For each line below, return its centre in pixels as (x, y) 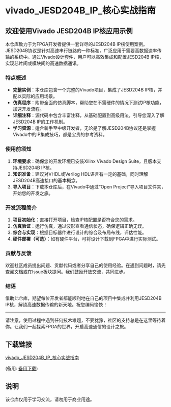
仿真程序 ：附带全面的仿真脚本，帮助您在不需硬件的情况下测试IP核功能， (88, 103)
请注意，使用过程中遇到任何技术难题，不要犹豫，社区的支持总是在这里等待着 (85, 320)
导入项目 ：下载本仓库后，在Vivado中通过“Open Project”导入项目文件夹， (89, 186)
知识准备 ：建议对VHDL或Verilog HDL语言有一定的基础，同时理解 (80, 174)
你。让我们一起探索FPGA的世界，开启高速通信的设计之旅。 (67, 327)
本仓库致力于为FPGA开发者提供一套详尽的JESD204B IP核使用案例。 (76, 44)
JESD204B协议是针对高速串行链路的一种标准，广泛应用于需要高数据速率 (81, 51)
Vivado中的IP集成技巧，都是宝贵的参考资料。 (60, 135)
